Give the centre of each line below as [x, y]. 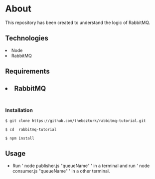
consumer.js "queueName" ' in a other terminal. [61, 171]
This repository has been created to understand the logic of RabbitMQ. [78, 22]
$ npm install [20, 138]
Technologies [27, 38]
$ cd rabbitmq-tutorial [31, 129]
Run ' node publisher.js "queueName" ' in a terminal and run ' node [81, 165]
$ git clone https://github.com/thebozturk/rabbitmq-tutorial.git [76, 120]
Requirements [27, 71]
